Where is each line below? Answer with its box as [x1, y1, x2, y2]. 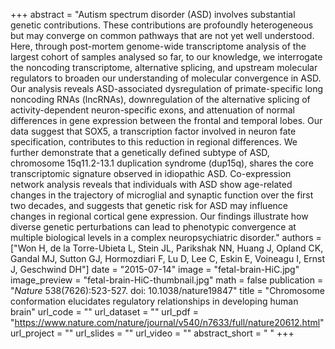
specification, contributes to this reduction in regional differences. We [10, 136, 298, 148]
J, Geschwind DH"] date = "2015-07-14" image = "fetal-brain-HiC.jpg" [10, 264, 300, 275]
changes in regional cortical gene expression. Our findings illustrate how [10, 210, 309, 222]
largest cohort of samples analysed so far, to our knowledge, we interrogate [10, 51, 323, 63]
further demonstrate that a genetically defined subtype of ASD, [10, 147, 270, 158]
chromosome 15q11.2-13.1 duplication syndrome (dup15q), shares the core [10, 157, 314, 169]
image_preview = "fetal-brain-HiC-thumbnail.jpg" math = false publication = [10, 274, 324, 286]
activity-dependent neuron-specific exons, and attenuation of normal [10, 104, 295, 116]
